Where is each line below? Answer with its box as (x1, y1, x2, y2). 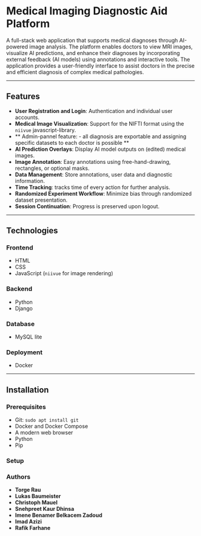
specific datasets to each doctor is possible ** (14, 139, 130, 146)
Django (14, 304, 33, 312)
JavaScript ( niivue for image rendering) (14, 270, 114, 277)
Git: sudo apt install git (14, 416, 79, 424)
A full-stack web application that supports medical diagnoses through (6, 36, 178, 44)
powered (6, 43, 28, 50)
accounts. (14, 114, 40, 121)
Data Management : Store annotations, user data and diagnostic (14, 170, 173, 178)
